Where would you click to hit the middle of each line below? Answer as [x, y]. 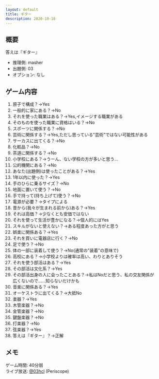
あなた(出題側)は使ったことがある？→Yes [54, 171]
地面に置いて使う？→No [37, 189]
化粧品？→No [26, 147]
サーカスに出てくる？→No [39, 141]
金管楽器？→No [28, 311]
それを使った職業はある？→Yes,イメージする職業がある [68, 116]
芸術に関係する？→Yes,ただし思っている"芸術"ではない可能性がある [80, 135]
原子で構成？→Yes [31, 104]
